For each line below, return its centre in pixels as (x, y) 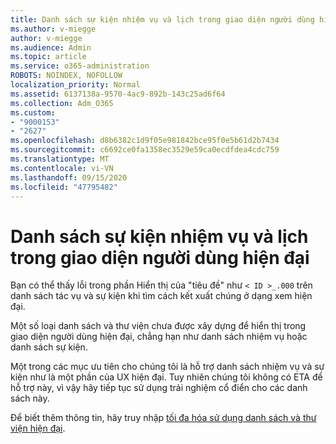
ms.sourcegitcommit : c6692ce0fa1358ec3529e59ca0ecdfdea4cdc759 (145, 150)
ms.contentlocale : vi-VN (62, 168)
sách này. (30, 398)
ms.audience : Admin (51, 47)
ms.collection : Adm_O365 (62, 103)
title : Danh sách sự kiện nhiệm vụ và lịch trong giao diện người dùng (162, 19)
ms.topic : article (48, 57)
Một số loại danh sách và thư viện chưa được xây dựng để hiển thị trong (158, 326)
